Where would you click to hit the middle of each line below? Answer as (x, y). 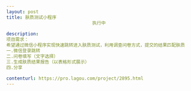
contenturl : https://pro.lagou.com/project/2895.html (75, 78)
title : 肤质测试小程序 (32, 17)
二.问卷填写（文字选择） (32, 56)
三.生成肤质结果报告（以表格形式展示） (48, 62)
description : (23, 34)
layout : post (23, 12)
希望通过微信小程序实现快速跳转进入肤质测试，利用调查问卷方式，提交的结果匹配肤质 (95, 45)
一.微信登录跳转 (23, 51)
